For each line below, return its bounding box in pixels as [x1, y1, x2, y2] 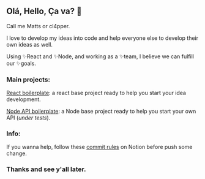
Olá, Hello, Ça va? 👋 [6, 6, 82, 17]
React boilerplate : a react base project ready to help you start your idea [6, 89, 187, 97]
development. [6, 96, 41, 103]
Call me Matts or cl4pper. [6, 22, 70, 29]
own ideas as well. [6, 40, 53, 48]
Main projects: [6, 75, 51, 83]
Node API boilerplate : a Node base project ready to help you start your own [6, 108, 196, 115]
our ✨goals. [6, 59, 37, 67]
